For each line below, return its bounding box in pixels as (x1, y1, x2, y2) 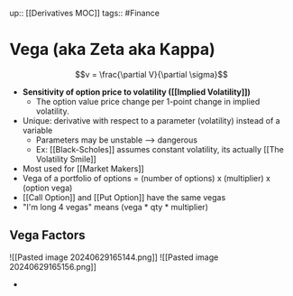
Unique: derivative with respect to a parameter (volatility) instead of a (22, 115, 281, 125)
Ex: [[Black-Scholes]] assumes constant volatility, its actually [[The (35, 143, 284, 154)
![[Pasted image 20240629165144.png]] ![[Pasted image (9, 252, 219, 263)
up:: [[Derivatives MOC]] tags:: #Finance (9, 8, 160, 18)
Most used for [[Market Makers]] (22, 162, 144, 174)
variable (22, 125, 53, 135)
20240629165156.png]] (9, 261, 97, 272)
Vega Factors (9, 227, 86, 243)
